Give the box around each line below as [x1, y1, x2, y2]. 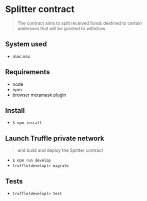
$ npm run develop [12, 158, 51, 163]
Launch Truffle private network [5, 134, 104, 142]
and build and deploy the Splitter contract [17, 147, 103, 153]
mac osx [12, 53, 30, 59]
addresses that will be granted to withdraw [17, 25, 106, 31]
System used [5, 40, 47, 49]
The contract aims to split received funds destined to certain [17, 20, 142, 26]
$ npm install [12, 120, 42, 126]
